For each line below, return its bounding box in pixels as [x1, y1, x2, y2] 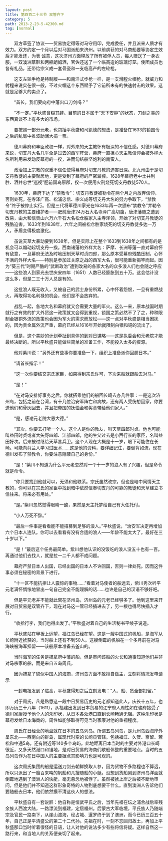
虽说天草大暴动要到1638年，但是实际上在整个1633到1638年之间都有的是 [13, 238, 162, 244]
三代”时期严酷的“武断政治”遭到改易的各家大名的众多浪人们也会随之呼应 [15, 263, 162, 269]
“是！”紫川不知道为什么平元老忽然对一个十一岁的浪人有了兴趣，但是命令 [13, 462, 162, 468]
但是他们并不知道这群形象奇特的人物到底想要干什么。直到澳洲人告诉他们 [13, 782, 163, 788]
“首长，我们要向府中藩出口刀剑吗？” [13, 99, 88, 105]
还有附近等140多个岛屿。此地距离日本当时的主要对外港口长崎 [34, 740, 160, 746]
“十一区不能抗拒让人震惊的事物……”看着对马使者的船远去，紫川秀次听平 [13, 580, 161, 586]
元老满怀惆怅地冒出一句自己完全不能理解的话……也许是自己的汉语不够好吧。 [5, 587, 162, 593]
